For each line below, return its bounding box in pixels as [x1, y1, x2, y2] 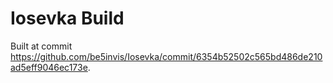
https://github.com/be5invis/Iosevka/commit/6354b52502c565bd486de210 [10, 50, 323, 62]
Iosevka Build [10, 7, 125, 30]
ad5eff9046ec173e [10, 61, 88, 73]
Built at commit [10, 40, 73, 52]
